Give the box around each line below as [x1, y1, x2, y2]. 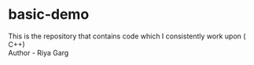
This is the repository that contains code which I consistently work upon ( [8, 31, 246, 41]
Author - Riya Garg [8, 48, 69, 57]
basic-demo [8, 5, 90, 23]
